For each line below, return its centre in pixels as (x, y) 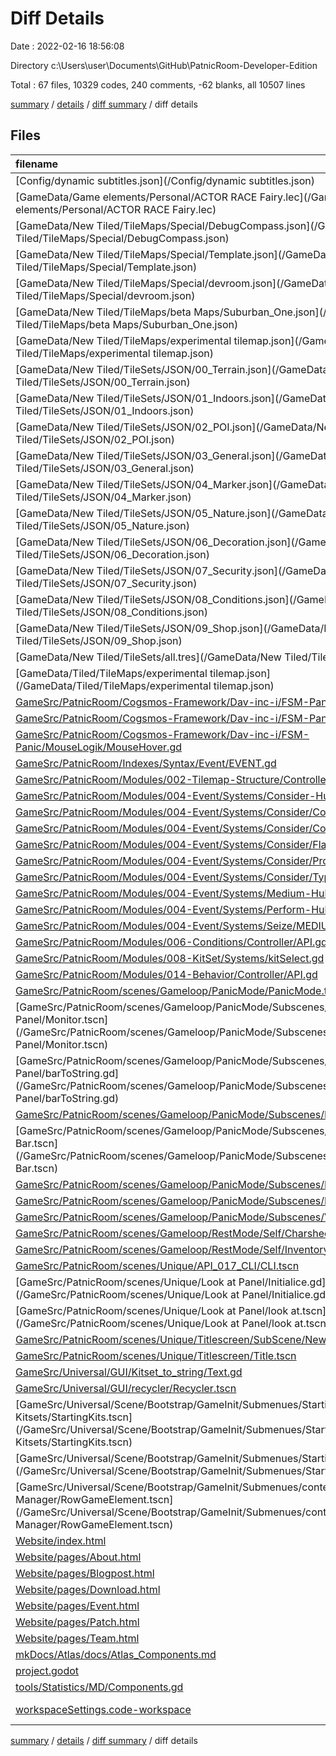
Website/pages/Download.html (88, 1589)
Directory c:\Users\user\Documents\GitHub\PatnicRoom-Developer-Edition (164, 65)
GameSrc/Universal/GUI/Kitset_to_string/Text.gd (129, 1372)
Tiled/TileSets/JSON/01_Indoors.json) (105, 410)
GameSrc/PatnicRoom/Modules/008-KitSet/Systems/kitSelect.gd (170, 958)
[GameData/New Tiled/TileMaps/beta (103, 312)
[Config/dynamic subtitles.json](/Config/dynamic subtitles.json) (165, 180)
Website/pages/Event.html (77, 1605)
